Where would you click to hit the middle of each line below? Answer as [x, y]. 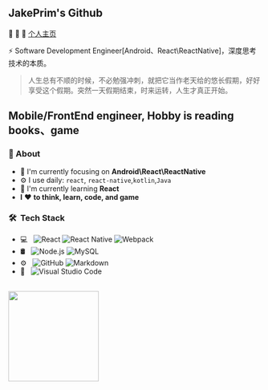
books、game [44, 130]
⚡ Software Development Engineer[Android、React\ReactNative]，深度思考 [132, 51]
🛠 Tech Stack [37, 218]
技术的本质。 [29, 63]
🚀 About [24, 154]
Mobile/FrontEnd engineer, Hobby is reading [121, 116]
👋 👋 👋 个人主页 [32, 33]
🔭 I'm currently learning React [69, 189]
